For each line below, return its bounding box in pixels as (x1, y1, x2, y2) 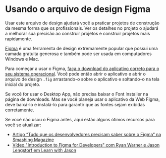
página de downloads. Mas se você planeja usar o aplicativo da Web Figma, (5, 96, 160, 102)
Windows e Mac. (5, 56, 40, 62)
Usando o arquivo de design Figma (5, 3, 151, 15)
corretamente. (5, 107, 34, 113)
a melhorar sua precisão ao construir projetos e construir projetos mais (5, 30, 150, 36)
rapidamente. (5, 36, 32, 42)
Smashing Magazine (12, 137, 55, 143)
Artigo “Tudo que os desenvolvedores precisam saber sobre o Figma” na (12, 131, 161, 137)
